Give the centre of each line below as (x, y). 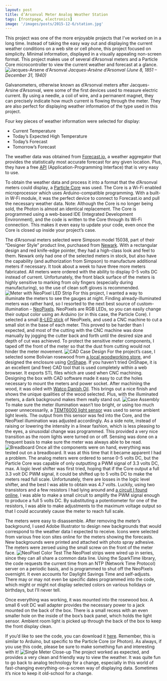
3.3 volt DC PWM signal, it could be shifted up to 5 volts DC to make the (79, 474)
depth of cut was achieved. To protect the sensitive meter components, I (80, 341)
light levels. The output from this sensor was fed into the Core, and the (78, 416)
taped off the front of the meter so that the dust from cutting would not (78, 347)
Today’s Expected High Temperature (50, 136)
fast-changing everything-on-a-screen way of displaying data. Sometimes (82, 668)
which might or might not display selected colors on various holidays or (79, 585)
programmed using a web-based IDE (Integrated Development (69, 214)
